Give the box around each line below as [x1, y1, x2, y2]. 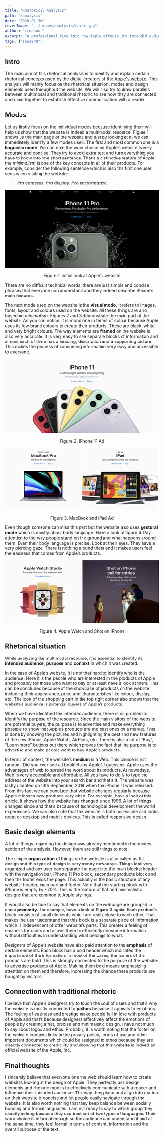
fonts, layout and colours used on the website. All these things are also [5, 307, 147, 313]
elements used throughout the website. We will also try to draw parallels [5, 86, 150, 92]
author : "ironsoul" [5, 28, 45, 34]
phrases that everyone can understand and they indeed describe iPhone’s [5, 287, 154, 293]
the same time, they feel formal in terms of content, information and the [5, 1121, 149, 1127]
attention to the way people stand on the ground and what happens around [5, 535, 156, 541]
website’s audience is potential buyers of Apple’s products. [5, 701, 123, 707]
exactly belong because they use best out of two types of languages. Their [5, 1111, 156, 1116]
